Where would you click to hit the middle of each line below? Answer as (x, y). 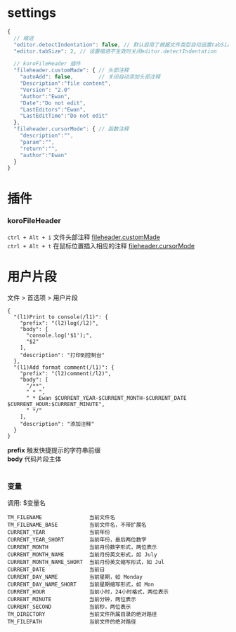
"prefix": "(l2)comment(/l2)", (66, 373)
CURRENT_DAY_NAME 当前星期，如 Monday (75, 577)
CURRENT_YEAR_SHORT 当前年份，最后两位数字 (77, 540)
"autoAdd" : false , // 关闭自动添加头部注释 (90, 77)
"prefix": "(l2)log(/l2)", (59, 323)
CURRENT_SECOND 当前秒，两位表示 (69, 607)
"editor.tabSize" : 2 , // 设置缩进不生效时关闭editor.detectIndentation (115, 51)
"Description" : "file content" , (66, 83)
